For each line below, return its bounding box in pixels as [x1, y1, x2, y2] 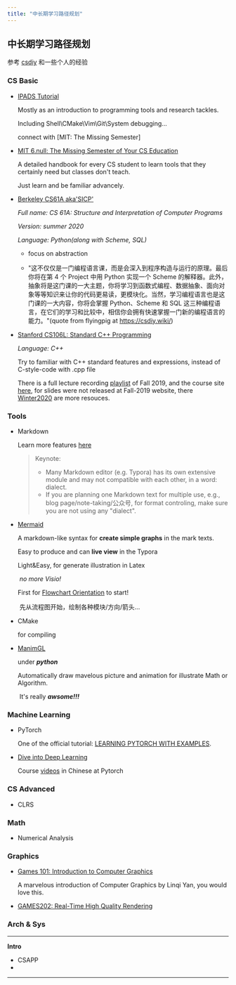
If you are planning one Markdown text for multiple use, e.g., [45, 490, 221, 499]
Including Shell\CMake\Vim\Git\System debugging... [17, 119, 167, 127]
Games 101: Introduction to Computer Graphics [17, 867, 153, 875]
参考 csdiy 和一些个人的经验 [7, 58, 88, 67]
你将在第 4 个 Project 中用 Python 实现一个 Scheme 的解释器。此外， [27, 272, 228, 281]
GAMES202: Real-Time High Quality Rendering [17, 902, 153, 911]
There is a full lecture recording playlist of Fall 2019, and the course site [17, 379, 225, 387]
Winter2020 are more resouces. [17, 393, 110, 402]
